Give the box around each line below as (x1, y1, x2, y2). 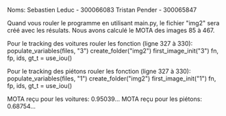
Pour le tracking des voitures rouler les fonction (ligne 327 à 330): (7, 40, 193, 47)
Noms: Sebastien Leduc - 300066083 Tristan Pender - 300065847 (7, 6, 197, 14)
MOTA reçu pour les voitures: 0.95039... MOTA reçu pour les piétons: (7, 95, 202, 103)
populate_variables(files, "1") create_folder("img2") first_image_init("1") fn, (7, 74, 216, 83)
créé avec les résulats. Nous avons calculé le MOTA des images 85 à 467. (7, 27, 215, 34)
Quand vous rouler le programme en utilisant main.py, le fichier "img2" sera (7, 19, 220, 27)
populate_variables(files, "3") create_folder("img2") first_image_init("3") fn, (7, 47, 219, 55)
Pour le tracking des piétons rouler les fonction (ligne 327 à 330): (7, 68, 191, 75)
